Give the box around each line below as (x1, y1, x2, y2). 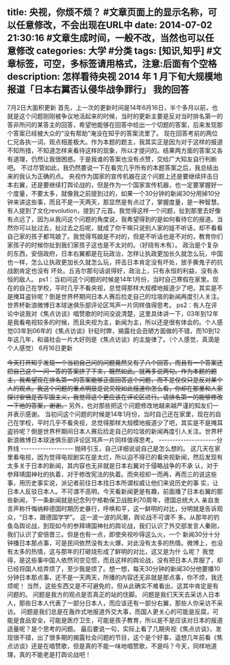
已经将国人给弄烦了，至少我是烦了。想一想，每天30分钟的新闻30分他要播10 (7, 564, 220, 572)
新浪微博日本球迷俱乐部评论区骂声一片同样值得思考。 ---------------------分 (7, 436, 223, 444)
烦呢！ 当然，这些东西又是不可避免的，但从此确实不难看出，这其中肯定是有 (7, 581, 219, 589)
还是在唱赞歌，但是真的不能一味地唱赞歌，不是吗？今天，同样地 (30, 642, 211, 650)
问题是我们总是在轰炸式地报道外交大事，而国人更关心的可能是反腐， (20, 607, 213, 616)
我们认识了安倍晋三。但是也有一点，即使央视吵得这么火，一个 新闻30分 (7, 530, 209, 538)
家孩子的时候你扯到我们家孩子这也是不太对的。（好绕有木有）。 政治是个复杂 (7, 240, 219, 249)
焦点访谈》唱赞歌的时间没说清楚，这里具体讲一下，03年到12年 (42, 309, 219, 317)
